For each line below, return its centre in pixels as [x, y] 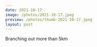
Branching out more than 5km [37, 39]
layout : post [19, 24]
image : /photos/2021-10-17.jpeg [40, 15]
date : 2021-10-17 [24, 10]
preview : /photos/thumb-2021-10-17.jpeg [49, 19]
